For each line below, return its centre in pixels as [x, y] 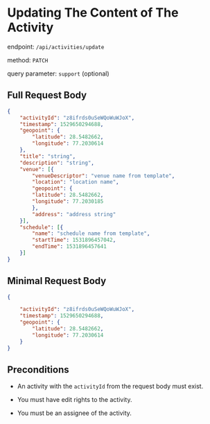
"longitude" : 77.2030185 [68, 202]
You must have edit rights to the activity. [75, 400]
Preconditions [38, 370]
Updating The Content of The [93, 13]
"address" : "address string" [74, 214]
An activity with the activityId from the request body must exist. [110, 387]
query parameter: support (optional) [58, 73]
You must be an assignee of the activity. [74, 413]
